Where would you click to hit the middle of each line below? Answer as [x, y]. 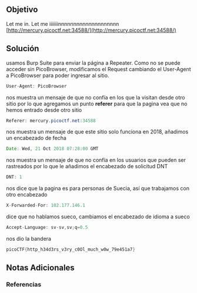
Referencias [24, 285]
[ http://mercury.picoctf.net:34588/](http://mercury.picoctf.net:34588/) [91, 30]
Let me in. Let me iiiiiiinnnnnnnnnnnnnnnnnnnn [63, 24]
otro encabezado [27, 195]
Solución [23, 49]
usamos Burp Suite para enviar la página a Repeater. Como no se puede [93, 63]
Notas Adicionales [40, 268]
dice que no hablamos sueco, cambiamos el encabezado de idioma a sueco [98, 217]
